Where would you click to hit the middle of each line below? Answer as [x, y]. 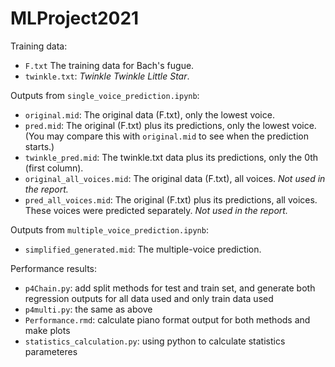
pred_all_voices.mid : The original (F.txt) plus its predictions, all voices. [171, 199]
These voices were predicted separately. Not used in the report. [156, 210]
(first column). [54, 168]
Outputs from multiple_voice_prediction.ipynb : [109, 229]
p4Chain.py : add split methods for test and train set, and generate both [170, 288]
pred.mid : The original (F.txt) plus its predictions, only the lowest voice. [170, 125]
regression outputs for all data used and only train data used [149, 298]
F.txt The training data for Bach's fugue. [109, 65]
